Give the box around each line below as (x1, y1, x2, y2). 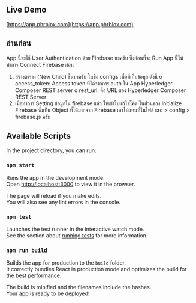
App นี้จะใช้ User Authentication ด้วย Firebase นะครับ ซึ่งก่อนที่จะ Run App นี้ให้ (6, 54, 184, 61)
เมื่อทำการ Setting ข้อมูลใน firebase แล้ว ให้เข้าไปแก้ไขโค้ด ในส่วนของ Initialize (14, 99, 182, 107)
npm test (6, 213, 32, 220)
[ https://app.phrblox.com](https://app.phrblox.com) (6, 20, 134, 28)
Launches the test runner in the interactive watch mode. (6, 225, 145, 233)
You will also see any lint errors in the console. (6, 198, 121, 206)
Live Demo (6, 5, 47, 15)
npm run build (6, 246, 47, 254)
